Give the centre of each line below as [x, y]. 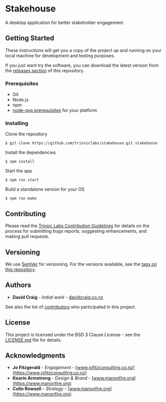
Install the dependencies [30, 152]
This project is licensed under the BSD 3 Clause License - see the [73, 335]
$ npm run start [22, 180]
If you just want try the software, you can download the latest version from [82, 65]
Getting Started [30, 38]
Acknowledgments [35, 355]
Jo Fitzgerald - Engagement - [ [45, 368]
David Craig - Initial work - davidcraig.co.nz [58, 297]
